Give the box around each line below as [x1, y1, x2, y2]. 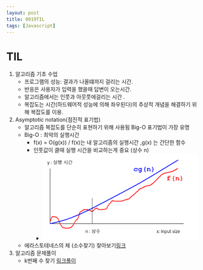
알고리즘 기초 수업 [15, 71, 58, 78]
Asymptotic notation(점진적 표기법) [15, 116, 101, 123]
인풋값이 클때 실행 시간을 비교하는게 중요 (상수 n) [33, 147, 150, 154]
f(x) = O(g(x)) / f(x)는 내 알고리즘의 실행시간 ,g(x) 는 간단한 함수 [33, 139, 186, 146]
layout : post [6, 10, 40, 16]
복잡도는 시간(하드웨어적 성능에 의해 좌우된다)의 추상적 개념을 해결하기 [24, 101, 191, 108]
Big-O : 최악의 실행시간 [24, 131, 80, 139]
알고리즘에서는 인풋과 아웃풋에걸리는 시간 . [24, 93, 126, 100]
